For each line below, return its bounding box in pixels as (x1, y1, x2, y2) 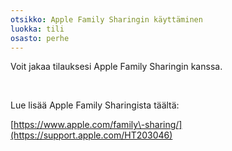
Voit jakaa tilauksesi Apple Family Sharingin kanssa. (10, 61, 223, 73)
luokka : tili (10, 24, 65, 34)
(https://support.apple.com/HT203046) (10, 129, 173, 141)
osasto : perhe (10, 33, 70, 43)
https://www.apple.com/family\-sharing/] (13, 119, 183, 131)
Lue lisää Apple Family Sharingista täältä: (10, 99, 180, 111)
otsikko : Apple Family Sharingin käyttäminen (10, 14, 203, 25)
